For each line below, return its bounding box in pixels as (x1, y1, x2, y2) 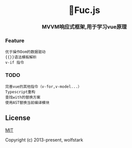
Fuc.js (68, 5, 100, 16)
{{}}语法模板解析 (5, 55, 37, 60)
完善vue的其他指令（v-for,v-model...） (5, 84, 82, 89)
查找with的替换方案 (5, 95, 41, 100)
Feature (5, 37, 25, 44)
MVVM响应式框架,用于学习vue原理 (42, 24, 127, 31)
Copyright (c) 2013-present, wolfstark (5, 136, 84, 142)
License (5, 114, 31, 122)
